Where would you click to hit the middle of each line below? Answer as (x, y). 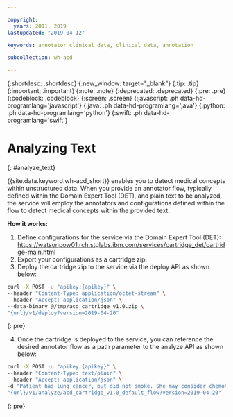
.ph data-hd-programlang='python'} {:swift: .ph (75, 113)
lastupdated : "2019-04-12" (46, 33)
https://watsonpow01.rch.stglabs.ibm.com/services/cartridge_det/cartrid (121, 245)
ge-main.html (36, 252)
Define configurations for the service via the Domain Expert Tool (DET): (119, 237)
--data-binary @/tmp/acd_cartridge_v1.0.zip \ (76, 306)
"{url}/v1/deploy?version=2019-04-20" (63, 313)
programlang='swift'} (37, 120)
